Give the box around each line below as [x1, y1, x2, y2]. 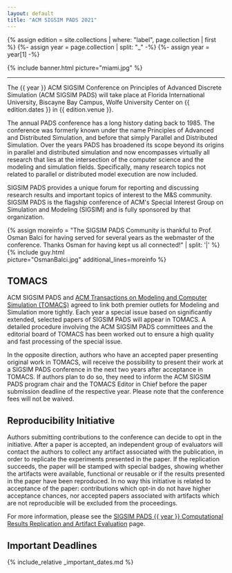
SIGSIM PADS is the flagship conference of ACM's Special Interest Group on [7, 198, 224, 206]
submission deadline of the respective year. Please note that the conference [7, 388, 224, 396]
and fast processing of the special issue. [7, 337, 123, 345]
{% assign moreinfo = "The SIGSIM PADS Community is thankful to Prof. [7, 225, 213, 234]
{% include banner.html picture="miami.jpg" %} [7, 63, 143, 72]
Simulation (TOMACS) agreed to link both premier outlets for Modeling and [7, 301, 220, 309]
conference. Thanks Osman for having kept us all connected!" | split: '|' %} [7, 241, 220, 249]
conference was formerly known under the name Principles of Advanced [7, 125, 214, 134]
